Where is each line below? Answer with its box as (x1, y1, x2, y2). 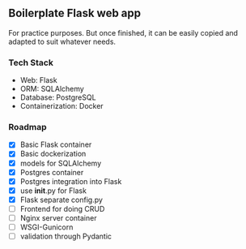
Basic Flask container (19, 140, 92, 149)
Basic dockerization (19, 149, 87, 159)
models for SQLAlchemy (19, 158, 102, 168)
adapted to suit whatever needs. (8, 36, 116, 46)
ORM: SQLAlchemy (19, 84, 85, 94)
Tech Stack (8, 57, 54, 68)
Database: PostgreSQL (19, 92, 96, 102)
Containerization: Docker (19, 101, 104, 111)
